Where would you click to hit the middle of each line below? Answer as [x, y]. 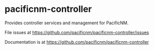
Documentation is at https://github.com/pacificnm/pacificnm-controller [77, 42]
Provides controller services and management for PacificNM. [67, 23]
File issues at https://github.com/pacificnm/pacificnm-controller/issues [77, 32]
